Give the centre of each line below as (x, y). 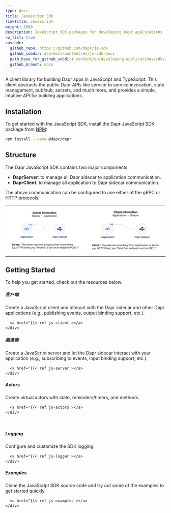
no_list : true (20, 38)
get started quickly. (25, 491)
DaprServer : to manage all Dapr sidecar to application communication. (87, 177)
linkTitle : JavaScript (29, 21)
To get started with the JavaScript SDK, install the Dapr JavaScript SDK (80, 124)
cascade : (15, 43)
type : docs (17, 11)
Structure (21, 155)
